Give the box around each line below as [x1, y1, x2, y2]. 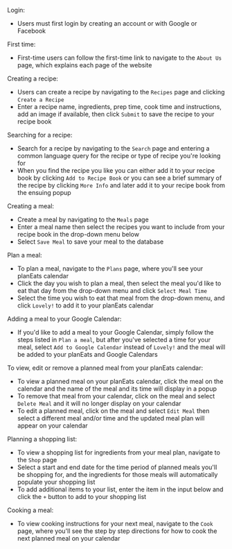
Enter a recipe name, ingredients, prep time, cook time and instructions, [17, 103, 222, 110]
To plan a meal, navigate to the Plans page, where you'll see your [17, 264, 204, 273]
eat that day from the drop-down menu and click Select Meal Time [17, 287, 208, 294]
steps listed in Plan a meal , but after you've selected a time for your [17, 336, 211, 344]
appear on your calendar [17, 421, 88, 430]
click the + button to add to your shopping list [17, 493, 147, 500]
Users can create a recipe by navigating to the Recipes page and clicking [17, 88, 225, 96]
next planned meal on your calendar [17, 534, 121, 542]
